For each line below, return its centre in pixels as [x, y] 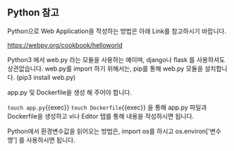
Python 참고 [33, 13]
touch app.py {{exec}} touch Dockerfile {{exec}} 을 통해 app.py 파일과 [107, 107]
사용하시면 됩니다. [50, 140]
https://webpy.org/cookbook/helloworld [65, 45]
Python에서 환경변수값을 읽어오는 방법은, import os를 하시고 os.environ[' [109, 131]
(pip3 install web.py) [46, 77]
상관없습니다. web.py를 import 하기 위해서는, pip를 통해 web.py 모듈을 [105, 68]
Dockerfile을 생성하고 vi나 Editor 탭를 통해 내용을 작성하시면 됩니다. [101, 116]
